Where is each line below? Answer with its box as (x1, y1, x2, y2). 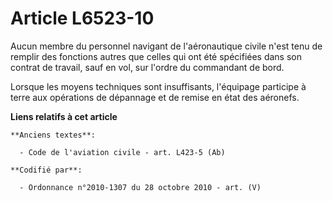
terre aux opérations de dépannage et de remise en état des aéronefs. (10, 91, 300, 103)
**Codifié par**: (10, 165, 83, 175)
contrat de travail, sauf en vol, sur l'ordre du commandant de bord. (10, 61, 285, 73)
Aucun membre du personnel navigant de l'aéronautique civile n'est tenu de (10, 40, 323, 52)
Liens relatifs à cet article (10, 110, 118, 122)
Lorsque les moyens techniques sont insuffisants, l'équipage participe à (10, 80, 307, 92)
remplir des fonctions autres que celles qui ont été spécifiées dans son (10, 50, 303, 62)
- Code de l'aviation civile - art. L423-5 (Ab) (19, 147, 226, 157)
